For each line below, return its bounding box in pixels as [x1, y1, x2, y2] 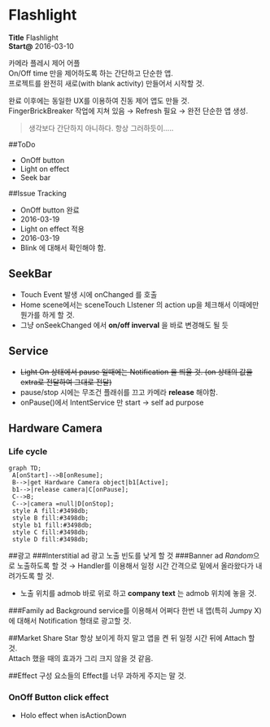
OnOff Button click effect [8, 692, 109, 703]
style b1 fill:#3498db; [11, 521, 93, 530]
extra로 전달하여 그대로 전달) [20, 377, 112, 387]
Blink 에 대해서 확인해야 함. [20, 243, 107, 252]
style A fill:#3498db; [11, 507, 89, 515]
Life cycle [8, 445, 48, 457]
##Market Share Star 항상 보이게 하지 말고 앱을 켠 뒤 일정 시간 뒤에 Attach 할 [8, 633, 255, 643]
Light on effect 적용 [20, 224, 85, 234]
